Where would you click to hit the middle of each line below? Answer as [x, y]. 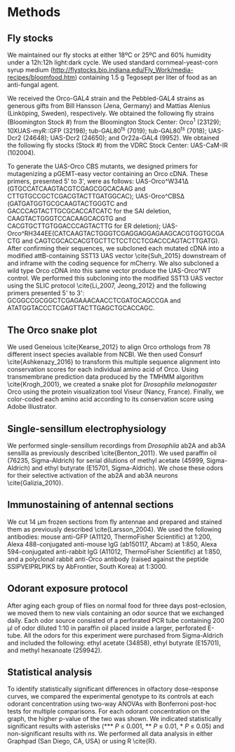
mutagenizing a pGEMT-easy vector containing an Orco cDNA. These [108, 174]
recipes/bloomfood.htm [41, 77]
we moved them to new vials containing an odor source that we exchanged [116, 613]
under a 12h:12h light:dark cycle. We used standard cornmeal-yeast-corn [113, 62]
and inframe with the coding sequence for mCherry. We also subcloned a [113, 263]
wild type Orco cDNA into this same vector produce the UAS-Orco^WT [109, 271]
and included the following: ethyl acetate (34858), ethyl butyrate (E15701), [114, 643]
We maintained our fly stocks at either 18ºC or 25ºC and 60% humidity [109, 55]
